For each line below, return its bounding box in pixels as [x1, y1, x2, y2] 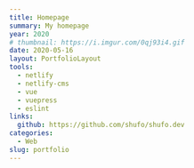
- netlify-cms [17, 79, 69, 88]
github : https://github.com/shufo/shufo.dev [17, 121, 185, 130]
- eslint [17, 104, 50, 113]
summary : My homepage [9, 21, 90, 30]
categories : [9, 129, 53, 138]
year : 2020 [9, 29, 50, 38]
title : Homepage [9, 12, 69, 22]
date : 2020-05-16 [9, 46, 74, 55]
